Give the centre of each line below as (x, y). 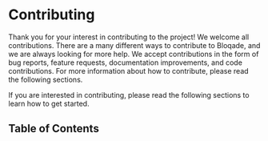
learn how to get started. (49, 103)
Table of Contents (54, 129)
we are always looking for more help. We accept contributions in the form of (134, 54)
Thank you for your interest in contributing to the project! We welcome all (129, 37)
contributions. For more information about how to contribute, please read (129, 70)
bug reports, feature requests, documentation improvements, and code (125, 62)
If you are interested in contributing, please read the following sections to (129, 95)
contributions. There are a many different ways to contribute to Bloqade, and (134, 45)
